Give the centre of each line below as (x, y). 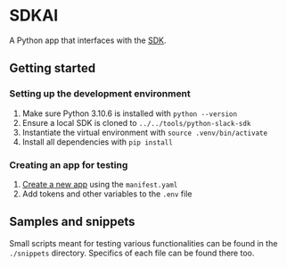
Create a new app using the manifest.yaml (100, 184)
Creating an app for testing (69, 164)
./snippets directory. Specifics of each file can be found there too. (132, 253)
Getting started (53, 68)
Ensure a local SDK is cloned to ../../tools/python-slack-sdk (136, 122)
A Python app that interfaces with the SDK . (88, 40)
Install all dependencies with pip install (98, 142)
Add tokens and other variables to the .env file (107, 194)
